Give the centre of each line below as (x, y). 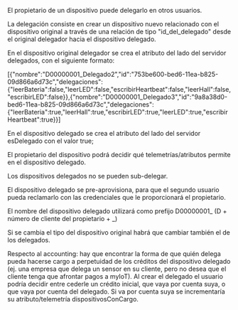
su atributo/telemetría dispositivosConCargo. (73, 299)
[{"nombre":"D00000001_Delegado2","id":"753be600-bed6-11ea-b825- (113, 74)
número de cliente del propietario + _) (63, 219)
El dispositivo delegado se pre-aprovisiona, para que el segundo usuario (113, 190)
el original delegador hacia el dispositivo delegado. (82, 39)
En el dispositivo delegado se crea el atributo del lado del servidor (104, 133)
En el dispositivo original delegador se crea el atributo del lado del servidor (117, 53)
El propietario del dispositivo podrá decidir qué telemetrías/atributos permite (119, 155)
